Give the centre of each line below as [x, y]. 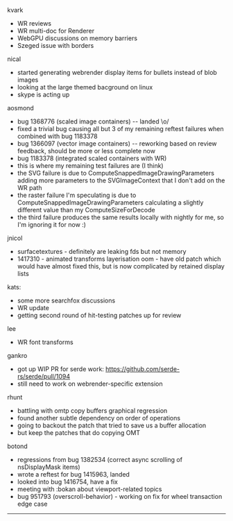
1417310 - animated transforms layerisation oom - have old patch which [119, 259]
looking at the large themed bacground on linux [85, 87]
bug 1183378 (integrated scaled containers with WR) [92, 158]
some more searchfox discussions [66, 300]
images [28, 80]
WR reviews [34, 23]
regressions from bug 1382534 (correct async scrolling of [100, 460]
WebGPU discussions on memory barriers [77, 38]
